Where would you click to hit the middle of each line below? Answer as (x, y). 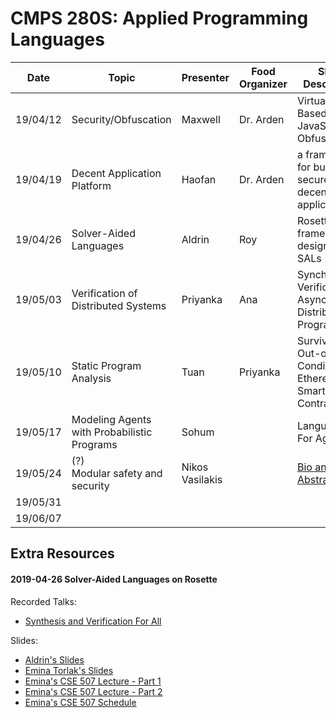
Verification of (104, 293)
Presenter (205, 77)
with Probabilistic (112, 432)
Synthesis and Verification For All (93, 621)
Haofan (199, 179)
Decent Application (116, 173)
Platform (91, 185)
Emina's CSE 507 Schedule (80, 702)
